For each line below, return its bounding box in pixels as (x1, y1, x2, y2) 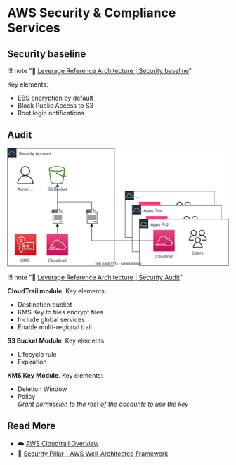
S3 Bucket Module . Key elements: (7, 336, 107, 345)
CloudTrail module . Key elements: (7, 287, 107, 295)
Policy (17, 393, 36, 401)
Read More (7, 420, 56, 432)
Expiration (17, 357, 47, 367)
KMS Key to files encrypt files (17, 308, 103, 317)
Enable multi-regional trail (17, 323, 93, 331)
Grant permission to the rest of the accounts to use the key (17, 400, 189, 409)
